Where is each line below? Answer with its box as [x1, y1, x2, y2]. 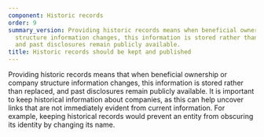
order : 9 [8, 19, 37, 27]
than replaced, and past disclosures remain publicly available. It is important [8, 87, 255, 95]
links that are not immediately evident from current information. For [8, 103, 225, 113]
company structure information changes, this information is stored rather [8, 78, 244, 87]
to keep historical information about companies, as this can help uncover [8, 95, 244, 104]
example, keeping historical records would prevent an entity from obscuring [8, 112, 254, 120]
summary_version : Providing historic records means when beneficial [8, 26, 237, 34]
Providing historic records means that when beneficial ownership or [8, 70, 228, 79]
